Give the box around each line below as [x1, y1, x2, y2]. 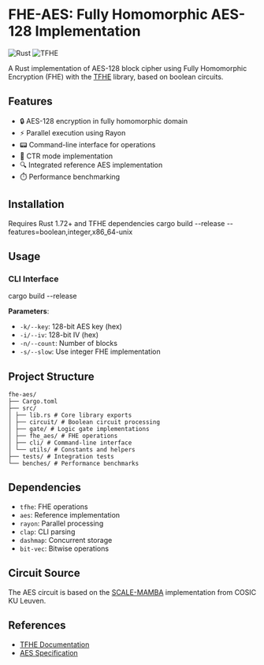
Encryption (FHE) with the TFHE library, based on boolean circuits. [8, 72, 224, 81]
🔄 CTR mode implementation [19, 151, 113, 161]
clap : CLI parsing [19, 526, 76, 537]
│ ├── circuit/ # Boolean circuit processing [8, 418, 160, 426]
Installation [8, 198, 65, 211]
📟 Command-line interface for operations [19, 139, 156, 149]
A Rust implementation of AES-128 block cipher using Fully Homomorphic [8, 63, 247, 72]
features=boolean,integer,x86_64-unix [8, 227, 133, 236]
